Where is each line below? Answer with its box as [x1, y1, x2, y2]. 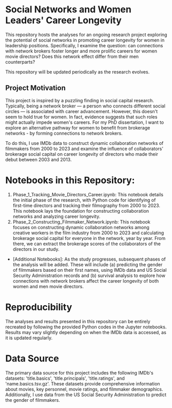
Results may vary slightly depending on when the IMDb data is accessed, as [5, 329, 167, 335]
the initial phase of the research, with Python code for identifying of [12, 197, 156, 203]
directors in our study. [12, 246, 60, 252]
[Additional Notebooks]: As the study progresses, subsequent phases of [12, 256, 166, 262]
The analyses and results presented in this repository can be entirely [5, 318, 150, 324]
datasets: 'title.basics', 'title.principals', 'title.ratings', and [5, 375, 125, 381]
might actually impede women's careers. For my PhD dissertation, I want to [5, 119, 164, 125]
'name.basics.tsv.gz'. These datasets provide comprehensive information [5, 380, 160, 386]
